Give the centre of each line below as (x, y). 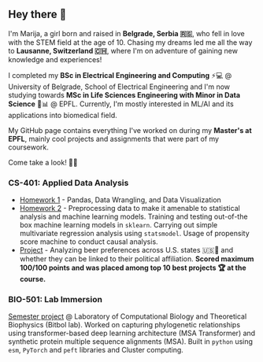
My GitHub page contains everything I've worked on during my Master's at (130, 130)
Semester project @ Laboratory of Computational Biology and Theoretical (128, 316)
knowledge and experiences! (55, 59)
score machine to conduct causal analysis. (89, 242)
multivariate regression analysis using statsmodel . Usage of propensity (134, 234)
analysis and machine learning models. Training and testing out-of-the (133, 216)
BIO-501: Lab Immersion (55, 300)
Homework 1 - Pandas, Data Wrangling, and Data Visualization (120, 200)
